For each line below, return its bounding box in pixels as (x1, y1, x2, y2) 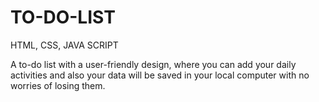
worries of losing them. (10, 79, 106, 91)
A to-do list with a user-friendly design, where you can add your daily (10, 58, 297, 70)
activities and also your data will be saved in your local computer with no (10, 69, 310, 81)
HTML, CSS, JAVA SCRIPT (10, 39, 119, 51)
